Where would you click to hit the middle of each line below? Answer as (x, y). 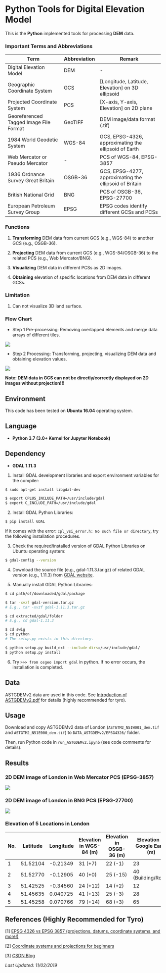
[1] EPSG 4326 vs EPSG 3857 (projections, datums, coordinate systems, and (83, 931)
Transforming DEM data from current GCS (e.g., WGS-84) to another (83, 238)
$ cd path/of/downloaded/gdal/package (45, 593)
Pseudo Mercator (28, 163)
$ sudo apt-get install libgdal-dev (43, 489)
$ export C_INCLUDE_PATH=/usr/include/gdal (51, 503)
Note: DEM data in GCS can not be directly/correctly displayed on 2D (77, 378)
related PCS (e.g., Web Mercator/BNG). (52, 258)
